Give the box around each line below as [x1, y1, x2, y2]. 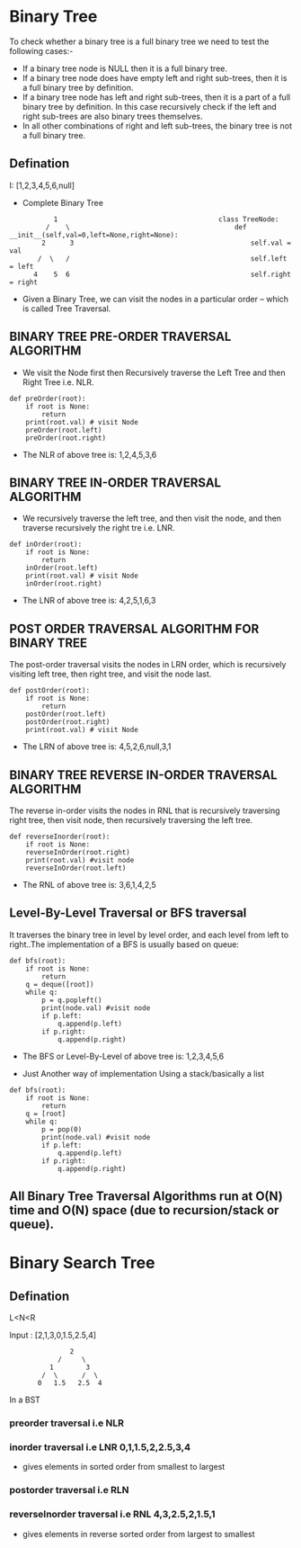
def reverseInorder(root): [9, 832, 111, 841]
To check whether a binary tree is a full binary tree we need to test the [9, 36, 270, 47]
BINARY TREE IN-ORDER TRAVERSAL [9, 475, 222, 490]
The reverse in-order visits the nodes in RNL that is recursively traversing [9, 805, 280, 816]
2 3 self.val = [41, 238, 292, 247]
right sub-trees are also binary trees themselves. [22, 111, 204, 121]
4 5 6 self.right [32, 270, 292, 279]
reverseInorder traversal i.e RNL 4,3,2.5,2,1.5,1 [9, 1508, 216, 1521]
